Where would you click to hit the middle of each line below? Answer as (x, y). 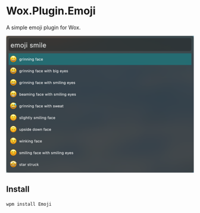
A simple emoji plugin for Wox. (43, 27)
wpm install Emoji (29, 204)
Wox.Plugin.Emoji (51, 11)
